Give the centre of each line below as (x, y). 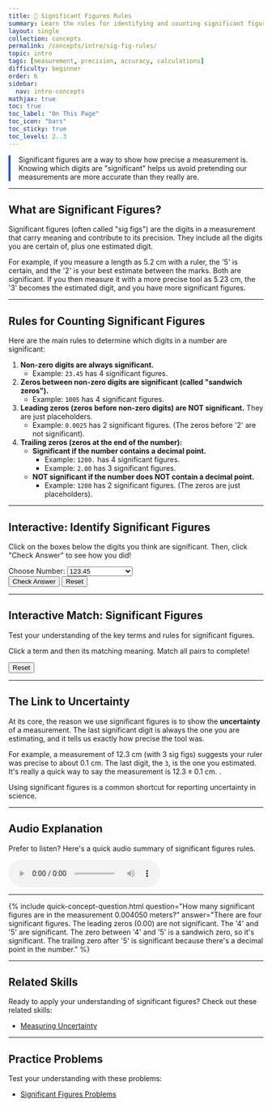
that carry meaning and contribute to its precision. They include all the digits (136, 238)
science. (23, 796)
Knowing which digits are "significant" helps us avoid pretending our (133, 168)
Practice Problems (56, 1059)
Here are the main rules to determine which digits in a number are (118, 340)
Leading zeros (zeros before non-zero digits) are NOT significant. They (142, 408)
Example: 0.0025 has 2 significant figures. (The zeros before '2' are (144, 425)
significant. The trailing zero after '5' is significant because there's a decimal (136, 940)
